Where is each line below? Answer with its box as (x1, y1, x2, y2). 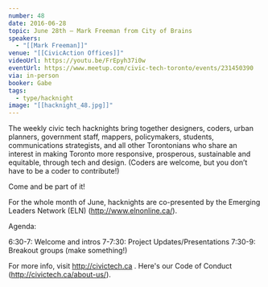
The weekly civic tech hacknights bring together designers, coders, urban (8, 124, 254, 133)
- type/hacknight (15, 94, 74, 102)
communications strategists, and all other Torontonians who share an (8, 141, 237, 150)
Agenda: (8, 222, 37, 232)
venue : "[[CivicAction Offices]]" (8, 49, 125, 57)
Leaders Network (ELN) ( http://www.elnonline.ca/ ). (8, 206, 178, 215)
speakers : (8, 34, 42, 43)
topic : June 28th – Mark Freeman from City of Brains (8, 27, 193, 35)
